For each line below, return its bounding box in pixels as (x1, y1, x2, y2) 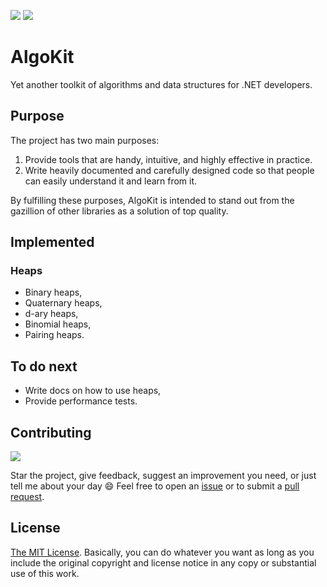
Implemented (10, 234, 95, 251)
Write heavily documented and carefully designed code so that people (24, 164, 315, 176)
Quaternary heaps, (24, 297, 103, 309)
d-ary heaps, (24, 308, 79, 320)
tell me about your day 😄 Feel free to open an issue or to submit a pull (10, 480, 300, 492)
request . (10, 491, 45, 503)
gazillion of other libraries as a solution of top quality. (10, 205, 229, 217)
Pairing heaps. (24, 329, 85, 341)
